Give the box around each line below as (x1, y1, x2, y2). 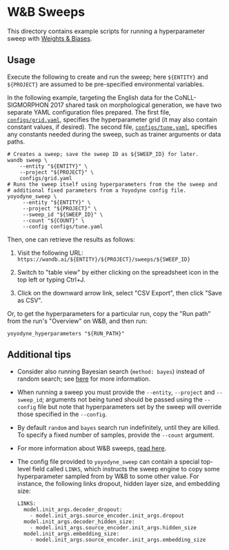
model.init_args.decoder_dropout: (23, 506, 123, 513)
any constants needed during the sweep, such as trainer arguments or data (7, 130, 221, 138)
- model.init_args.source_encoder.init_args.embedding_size (30, 536, 206, 543)
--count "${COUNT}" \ (22, 217, 85, 224)
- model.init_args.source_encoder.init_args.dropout (30, 512, 185, 519)
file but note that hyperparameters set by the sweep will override (37, 402, 222, 411)
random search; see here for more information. (17, 374, 150, 383)
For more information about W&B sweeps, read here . (17, 444, 167, 452)
